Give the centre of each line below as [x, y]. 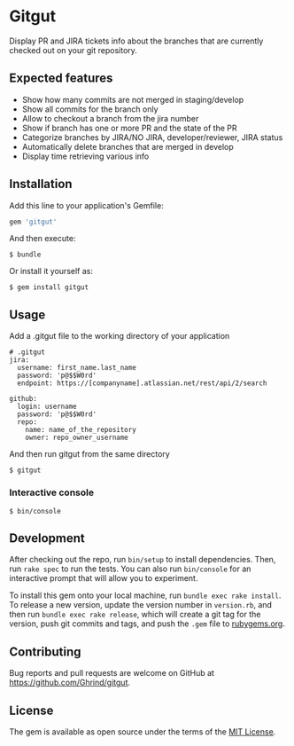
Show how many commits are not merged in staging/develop [133, 99]
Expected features [61, 79]
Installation [41, 184]
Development [47, 538]
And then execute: [43, 239]
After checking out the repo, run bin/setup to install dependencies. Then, [143, 560]
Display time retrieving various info [85, 156]
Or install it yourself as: [51, 271]
